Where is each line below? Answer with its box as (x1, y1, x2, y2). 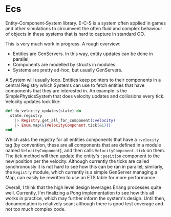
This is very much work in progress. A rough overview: (5, 40, 121, 46)
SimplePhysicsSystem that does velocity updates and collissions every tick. (5, 93, 165, 99)
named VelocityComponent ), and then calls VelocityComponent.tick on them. (5, 148, 165, 154)
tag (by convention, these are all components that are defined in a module (5, 142, 161, 148)
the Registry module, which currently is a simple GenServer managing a (5, 169, 158, 175)
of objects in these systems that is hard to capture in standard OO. (5, 31, 145, 37)
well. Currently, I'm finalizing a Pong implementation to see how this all (5, 190, 155, 196)
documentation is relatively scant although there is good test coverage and (5, 201, 163, 207)
